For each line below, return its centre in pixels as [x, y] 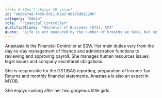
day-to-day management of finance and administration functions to [72, 51]
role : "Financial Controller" [37, 23]
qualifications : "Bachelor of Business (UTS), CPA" [59, 28]
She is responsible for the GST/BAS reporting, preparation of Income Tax [78, 71]
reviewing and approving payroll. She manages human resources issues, [78, 56]
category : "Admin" [24, 18]
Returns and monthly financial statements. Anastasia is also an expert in [77, 76]
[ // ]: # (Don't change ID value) [39, 9]
